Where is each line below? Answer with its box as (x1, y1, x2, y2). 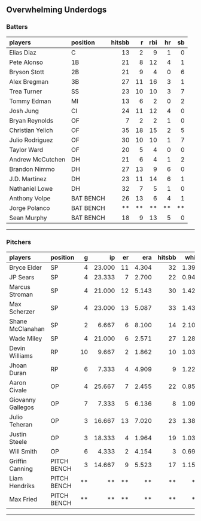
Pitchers (6, 237, 32, 246)
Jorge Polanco (9, 203, 50, 212)
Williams (9, 351, 33, 359)
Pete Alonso (9, 58, 44, 66)
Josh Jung (9, 106, 39, 115)
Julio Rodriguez (9, 136, 53, 144)
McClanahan (9, 324, 45, 333)
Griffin (9, 457, 27, 465)
